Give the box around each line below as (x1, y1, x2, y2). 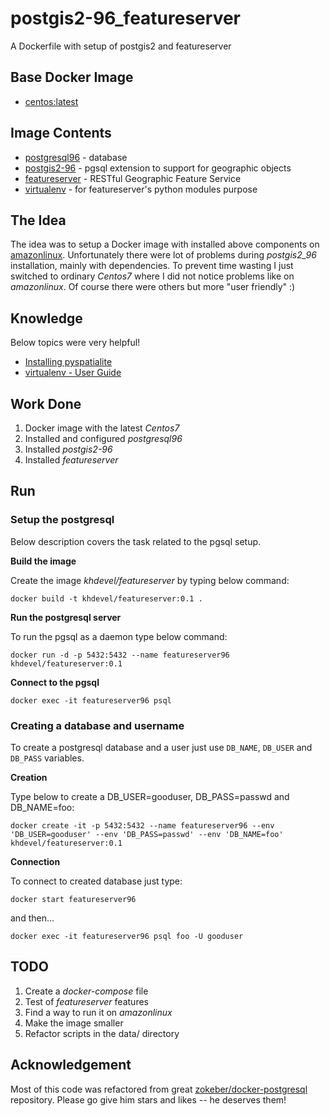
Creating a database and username (10, 718, 185, 732)
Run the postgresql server (10, 611, 122, 623)
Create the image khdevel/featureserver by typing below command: (10, 574, 290, 586)
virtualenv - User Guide (24, 367, 122, 379)
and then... (10, 912, 55, 924)
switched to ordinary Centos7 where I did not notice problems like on (10, 270, 295, 282)
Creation (10, 771, 48, 783)
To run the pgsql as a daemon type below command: (10, 630, 228, 642)
